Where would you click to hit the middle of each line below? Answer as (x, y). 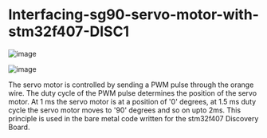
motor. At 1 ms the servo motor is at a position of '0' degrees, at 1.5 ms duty (132, 101)
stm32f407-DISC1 (69, 32)
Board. (19, 127)
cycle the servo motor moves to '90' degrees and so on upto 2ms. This (125, 110)
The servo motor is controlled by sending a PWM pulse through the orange (131, 85)
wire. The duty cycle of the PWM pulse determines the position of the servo (133, 93)
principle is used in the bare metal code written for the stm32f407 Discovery (133, 118)
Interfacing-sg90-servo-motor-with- (133, 15)
